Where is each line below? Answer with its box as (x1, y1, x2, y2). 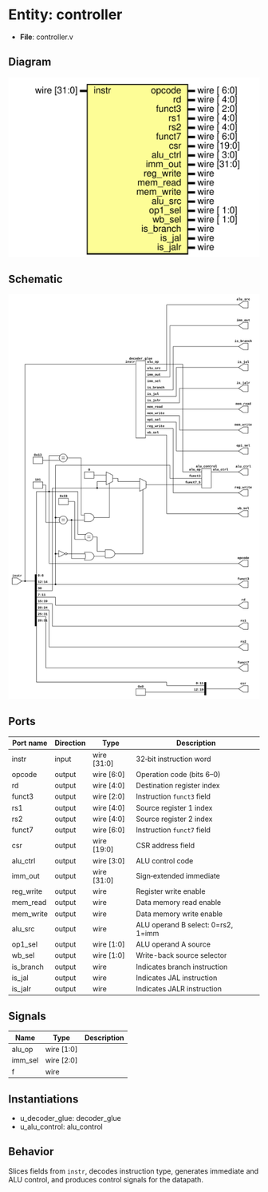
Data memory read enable (136, 898, 222, 907)
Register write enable (136, 887, 206, 896)
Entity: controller (8, 6, 123, 24)
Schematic (8, 273, 63, 286)
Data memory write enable (136, 909, 223, 919)
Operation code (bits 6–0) (136, 769, 221, 779)
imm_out (11, 871, 40, 881)
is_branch (11, 962, 44, 971)
